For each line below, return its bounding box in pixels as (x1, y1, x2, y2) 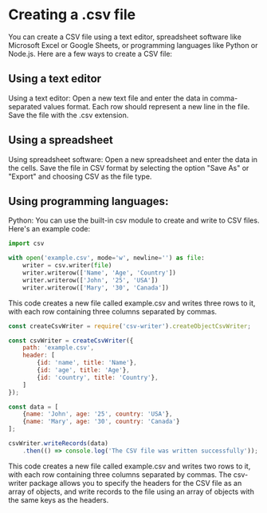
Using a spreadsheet (8, 133, 114, 147)
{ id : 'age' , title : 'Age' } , (37, 366, 130, 374)
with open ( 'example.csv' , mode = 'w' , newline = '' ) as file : (8, 254, 205, 262)
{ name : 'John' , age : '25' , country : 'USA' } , (22, 410, 173, 418)
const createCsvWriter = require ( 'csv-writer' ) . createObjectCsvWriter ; (8, 322, 251, 330)
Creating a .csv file (8, 6, 136, 24)
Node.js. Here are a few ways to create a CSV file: (8, 49, 173, 58)
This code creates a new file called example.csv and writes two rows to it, (8, 461, 251, 471)
